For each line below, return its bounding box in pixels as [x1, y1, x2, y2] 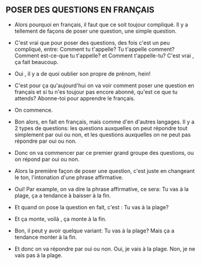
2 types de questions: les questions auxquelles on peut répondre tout [14, 124, 188, 132]
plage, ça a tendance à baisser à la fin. [14, 192, 111, 199]
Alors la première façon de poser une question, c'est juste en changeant [14, 167, 195, 174]
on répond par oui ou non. [14, 155, 80, 163]
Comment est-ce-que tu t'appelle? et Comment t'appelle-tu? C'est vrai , [14, 51, 194, 59]
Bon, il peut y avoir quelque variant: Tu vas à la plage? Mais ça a [14, 227, 175, 234]
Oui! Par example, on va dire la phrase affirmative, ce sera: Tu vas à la [14, 185, 189, 192]
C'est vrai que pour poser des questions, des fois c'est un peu [14, 39, 170, 46]
